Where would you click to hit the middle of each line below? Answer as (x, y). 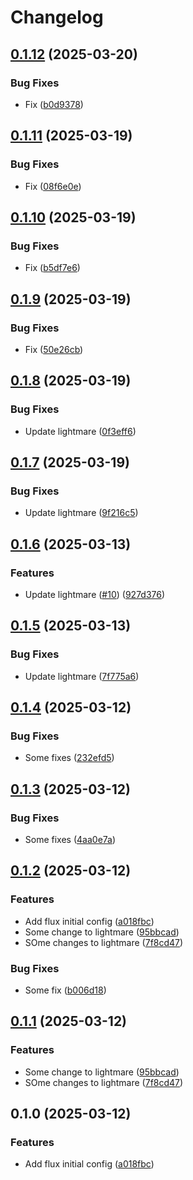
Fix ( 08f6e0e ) (53, 186)
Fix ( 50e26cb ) (54, 349)
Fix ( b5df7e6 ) (52, 268)
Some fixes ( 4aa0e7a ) (70, 840)
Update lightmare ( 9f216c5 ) (81, 513)
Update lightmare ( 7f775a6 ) (82, 676)
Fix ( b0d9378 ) (54, 104)
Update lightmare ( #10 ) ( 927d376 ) (95, 594)
